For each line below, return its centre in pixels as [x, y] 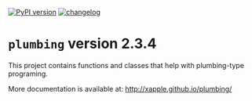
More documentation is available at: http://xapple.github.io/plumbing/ [120, 88]
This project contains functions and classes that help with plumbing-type [126, 65]
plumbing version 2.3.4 [82, 44]
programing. [28, 74]
